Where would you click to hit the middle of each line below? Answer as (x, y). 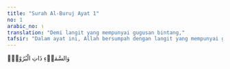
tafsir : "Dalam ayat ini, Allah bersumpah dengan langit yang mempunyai (113, 39)
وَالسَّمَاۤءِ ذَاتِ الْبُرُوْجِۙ (39, 58)
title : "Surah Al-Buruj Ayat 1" (53, 13)
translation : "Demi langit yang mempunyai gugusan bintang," (96, 32)
